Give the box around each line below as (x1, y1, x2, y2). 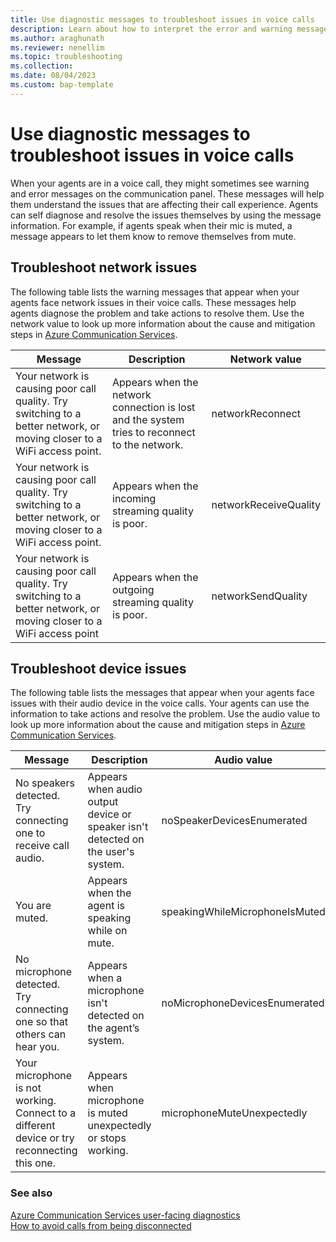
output (87, 795, 119, 809)
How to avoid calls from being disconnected (10, 1219, 192, 1231)
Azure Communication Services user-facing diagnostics (10, 1209, 241, 1221)
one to (15, 826, 46, 840)
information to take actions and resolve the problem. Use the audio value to (10, 708, 321, 720)
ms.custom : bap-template (10, 80, 114, 90)
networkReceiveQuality (211, 497, 321, 511)
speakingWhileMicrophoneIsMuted (161, 905, 326, 919)
